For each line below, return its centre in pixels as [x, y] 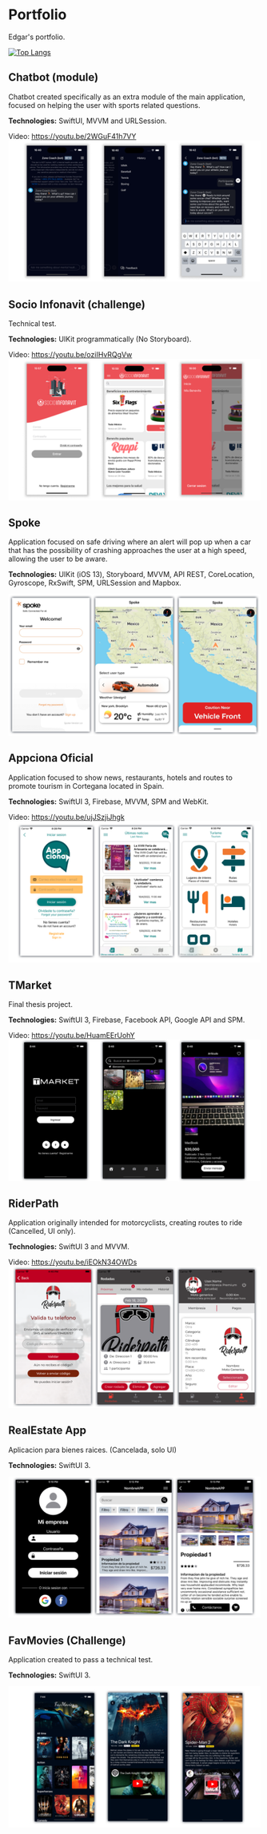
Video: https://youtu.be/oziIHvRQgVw [70, 355]
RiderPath [34, 1203]
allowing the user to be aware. [58, 559]
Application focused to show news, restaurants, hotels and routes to [121, 778]
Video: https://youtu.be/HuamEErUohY [72, 1035]
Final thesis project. [41, 1004]
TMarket [30, 985]
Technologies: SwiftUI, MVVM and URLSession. [88, 121]
